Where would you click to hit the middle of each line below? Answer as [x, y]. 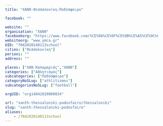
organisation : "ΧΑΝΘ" [27, 31]
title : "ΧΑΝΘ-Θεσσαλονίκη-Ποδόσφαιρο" [44, 9]
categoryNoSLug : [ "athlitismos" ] [39, 81]
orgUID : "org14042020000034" [34, 94]
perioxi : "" [17, 54]
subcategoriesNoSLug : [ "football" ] [41, 85]
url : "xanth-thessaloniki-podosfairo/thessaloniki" [58, 103]
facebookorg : [18, 36]
